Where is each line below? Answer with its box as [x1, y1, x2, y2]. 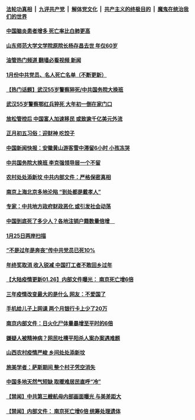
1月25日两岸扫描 [6, 232, 46, 239]
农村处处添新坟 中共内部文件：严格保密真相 [6, 174, 111, 181]
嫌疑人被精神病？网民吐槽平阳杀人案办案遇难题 [6, 334, 120, 341]
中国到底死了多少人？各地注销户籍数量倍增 [6, 217, 110, 224]
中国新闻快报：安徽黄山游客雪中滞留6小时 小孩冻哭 [6, 144, 130, 151]
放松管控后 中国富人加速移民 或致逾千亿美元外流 [6, 115, 123, 122]
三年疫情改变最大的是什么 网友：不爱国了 [6, 290, 106, 298]
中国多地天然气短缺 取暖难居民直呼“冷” [6, 378, 102, 385]
